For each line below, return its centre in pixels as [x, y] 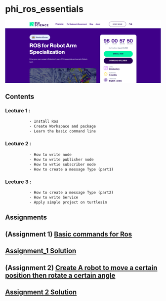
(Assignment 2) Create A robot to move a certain [81, 268]
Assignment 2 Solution [41, 292]
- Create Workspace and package [63, 127]
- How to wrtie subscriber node [63, 164]
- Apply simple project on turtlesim [68, 202]
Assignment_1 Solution [41, 251]
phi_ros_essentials [44, 9]
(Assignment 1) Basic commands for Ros [69, 234]
